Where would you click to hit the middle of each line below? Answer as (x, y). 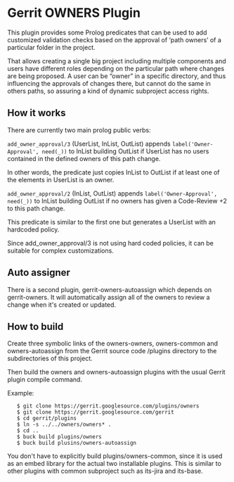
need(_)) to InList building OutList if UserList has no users (125, 151)
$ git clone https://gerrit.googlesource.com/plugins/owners (108, 406)
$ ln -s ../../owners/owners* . (64, 425)
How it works (37, 113)
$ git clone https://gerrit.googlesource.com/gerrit (95, 412)
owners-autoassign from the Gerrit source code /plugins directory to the (112, 351)
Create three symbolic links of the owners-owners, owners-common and (113, 343)
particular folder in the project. (51, 47)
